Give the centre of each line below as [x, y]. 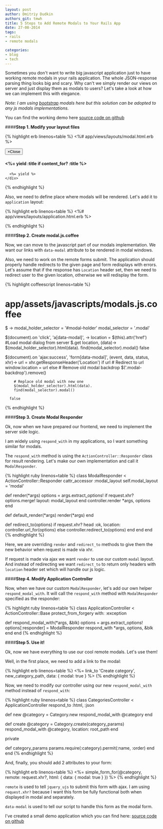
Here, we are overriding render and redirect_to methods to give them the [79, 544]
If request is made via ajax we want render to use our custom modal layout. [80, 559]
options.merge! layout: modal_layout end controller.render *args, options [78, 500]
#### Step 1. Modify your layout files [42, 127]
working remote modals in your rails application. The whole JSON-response [81, 78]
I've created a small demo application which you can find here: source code [81, 816]
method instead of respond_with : [38, 690]
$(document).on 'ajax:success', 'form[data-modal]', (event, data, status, [77, 357]
